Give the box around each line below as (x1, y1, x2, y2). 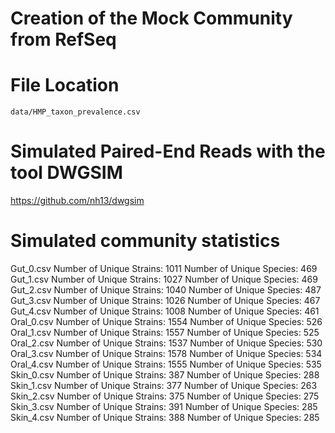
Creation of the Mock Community (10, 7, 293, 30)
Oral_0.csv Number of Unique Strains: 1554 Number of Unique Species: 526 (10, 316, 323, 327)
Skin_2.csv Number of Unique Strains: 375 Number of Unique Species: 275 (10, 390, 320, 402)
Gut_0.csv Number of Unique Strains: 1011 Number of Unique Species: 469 (10, 263, 318, 274)
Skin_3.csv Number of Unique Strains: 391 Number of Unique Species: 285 (10, 401, 318, 412)
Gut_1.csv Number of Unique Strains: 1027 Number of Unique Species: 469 (10, 273, 318, 285)
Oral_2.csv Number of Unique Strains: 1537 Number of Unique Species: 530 (10, 337, 323, 349)
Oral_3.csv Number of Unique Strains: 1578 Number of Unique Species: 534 (10, 348, 323, 359)
